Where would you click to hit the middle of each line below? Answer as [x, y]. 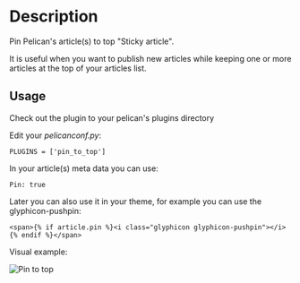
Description [54, 17]
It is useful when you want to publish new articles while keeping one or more [150, 58]
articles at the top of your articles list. [78, 68]
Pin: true [28, 184]
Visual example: [39, 252]
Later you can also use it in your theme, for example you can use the [136, 201]
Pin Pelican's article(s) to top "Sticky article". [92, 41]
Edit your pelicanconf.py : [56, 135]
